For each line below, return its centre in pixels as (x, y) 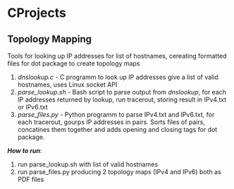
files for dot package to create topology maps (74, 63)
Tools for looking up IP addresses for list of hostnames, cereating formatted (117, 56)
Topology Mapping (50, 39)
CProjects (37, 13)
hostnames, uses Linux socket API (67, 85)
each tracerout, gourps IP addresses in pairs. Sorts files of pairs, (111, 122)
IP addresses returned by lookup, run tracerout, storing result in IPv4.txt (122, 99)
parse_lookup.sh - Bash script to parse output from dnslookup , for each (122, 92)
